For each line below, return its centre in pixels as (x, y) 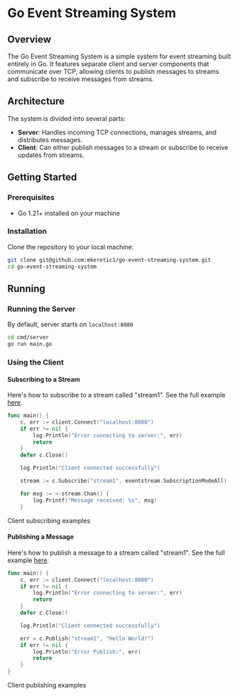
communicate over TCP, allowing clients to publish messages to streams (113, 71)
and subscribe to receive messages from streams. (81, 79)
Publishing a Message (41, 537)
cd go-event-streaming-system (52, 267)
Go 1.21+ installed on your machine (69, 213)
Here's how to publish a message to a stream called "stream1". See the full (116, 552)
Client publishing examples (47, 685)
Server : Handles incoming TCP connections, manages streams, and (117, 132)
